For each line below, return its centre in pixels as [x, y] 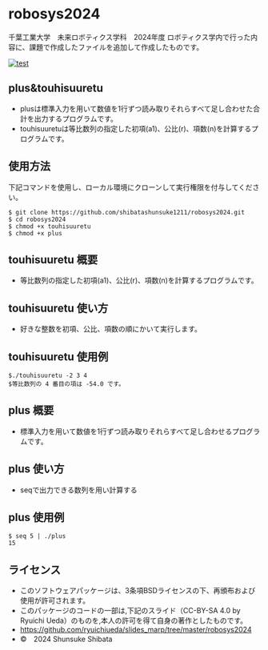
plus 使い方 [36, 469]
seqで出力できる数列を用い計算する [78, 490]
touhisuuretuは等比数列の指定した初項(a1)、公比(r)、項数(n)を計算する [136, 128]
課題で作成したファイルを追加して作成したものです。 [116, 47]
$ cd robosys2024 [37, 219]
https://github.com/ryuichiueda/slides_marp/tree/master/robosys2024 [136, 630]
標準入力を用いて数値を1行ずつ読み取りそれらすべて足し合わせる [126, 431]
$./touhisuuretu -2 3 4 [48, 375]
